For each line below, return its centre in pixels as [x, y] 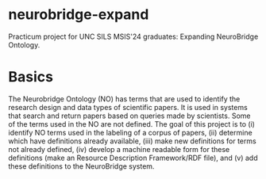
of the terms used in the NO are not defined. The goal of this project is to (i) [132, 124]
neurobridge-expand [79, 15]
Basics [31, 77]
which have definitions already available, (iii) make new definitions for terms [132, 141]
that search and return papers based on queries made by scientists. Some [129, 116]
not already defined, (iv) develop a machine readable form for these [119, 149]
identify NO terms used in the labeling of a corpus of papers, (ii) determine [130, 132]
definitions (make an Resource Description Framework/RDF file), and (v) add [133, 158]
